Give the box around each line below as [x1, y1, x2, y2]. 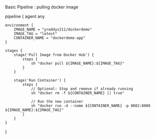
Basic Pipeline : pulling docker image [5, 4, 78, 10]
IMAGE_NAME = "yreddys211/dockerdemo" [14, 27, 92, 32]
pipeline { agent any [5, 14, 45, 19]
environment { [5, 23, 34, 28]
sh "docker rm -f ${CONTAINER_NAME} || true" [31, 91, 124, 95]
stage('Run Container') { [14, 78, 66, 83]
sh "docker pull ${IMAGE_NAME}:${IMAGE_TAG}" [31, 61, 124, 66]
